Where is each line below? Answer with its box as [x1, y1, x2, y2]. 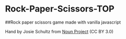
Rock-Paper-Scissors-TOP [5, 3, 115, 14]
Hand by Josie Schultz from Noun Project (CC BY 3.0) [5, 28, 114, 34]
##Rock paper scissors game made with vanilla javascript [5, 19, 121, 25]
